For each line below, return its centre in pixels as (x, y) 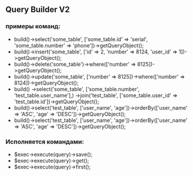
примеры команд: (33, 26)
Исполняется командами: (45, 141)
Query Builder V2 (38, 10)
